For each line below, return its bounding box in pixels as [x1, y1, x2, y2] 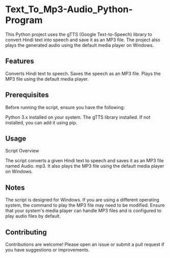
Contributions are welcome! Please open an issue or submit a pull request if [5, 241, 164, 247]
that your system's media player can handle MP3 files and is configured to [5, 208, 162, 214]
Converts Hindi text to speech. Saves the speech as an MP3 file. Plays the [5, 70, 161, 76]
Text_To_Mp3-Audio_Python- [5, 4, 133, 15]
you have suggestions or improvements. [5, 247, 90, 253]
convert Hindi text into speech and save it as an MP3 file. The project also [5, 37, 161, 43]
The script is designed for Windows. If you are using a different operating [5, 197, 160, 203]
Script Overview [5, 148, 39, 154]
